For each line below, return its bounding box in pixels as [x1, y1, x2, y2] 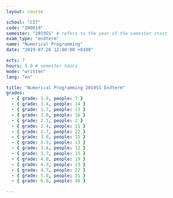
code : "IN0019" [6, 25, 44, 31]
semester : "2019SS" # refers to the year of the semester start [6, 30, 168, 36]
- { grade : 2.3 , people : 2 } [11, 118, 83, 124]
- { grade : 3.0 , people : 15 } [11, 134, 86, 140]
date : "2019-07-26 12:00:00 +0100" [6, 47, 94, 53]
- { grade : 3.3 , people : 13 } [11, 139, 86, 145]
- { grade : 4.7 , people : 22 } [11, 167, 86, 173]
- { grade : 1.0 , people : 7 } [11, 96, 83, 102]
